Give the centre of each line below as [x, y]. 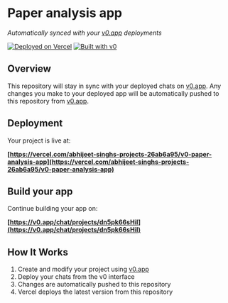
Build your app [40, 191]
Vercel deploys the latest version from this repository [95, 292]
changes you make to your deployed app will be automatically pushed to [113, 93]
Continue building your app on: [53, 209]
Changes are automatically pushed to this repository [94, 285]
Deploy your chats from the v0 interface [76, 277]
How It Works [38, 252]
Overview [29, 69]
